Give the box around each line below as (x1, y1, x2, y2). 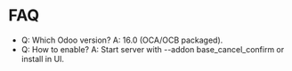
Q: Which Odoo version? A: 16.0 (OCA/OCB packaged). (20, 35, 223, 45)
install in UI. (20, 53, 64, 64)
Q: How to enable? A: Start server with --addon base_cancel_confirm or (20, 43, 285, 54)
